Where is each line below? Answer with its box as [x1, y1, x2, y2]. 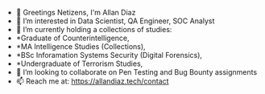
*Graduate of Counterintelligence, [15, 33, 130, 43]
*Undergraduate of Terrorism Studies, [15, 59, 143, 68]
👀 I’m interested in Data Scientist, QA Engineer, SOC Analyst [15, 16, 215, 26]
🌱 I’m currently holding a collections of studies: [15, 25, 172, 34]
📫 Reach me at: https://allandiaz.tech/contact [15, 76, 169, 86]
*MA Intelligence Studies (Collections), [15, 42, 147, 51]
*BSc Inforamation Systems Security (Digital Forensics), [15, 51, 203, 59]
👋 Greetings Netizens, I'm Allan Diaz [15, 8, 136, 17]
